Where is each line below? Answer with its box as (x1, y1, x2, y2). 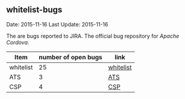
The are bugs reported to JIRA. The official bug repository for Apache (6, 32, 180, 40)
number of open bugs (39, 53, 102, 61)
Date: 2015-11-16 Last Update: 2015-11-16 (6, 20, 108, 28)
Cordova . (6, 38, 30, 46)
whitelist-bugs (6, 5, 63, 15)
